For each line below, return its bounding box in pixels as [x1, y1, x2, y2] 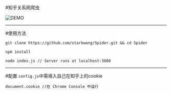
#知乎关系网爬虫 [5, 5, 40, 10]
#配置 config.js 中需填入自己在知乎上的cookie [5, 73, 103, 79]
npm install [5, 49, 31, 54]
